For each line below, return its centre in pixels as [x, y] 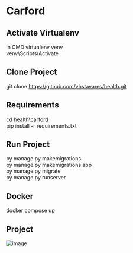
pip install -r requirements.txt [41, 125]
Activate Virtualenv [43, 33]
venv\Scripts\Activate [33, 53]
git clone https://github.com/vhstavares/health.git [66, 86]
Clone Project [32, 72]
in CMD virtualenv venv [35, 47]
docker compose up [30, 211]
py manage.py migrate [33, 171]
